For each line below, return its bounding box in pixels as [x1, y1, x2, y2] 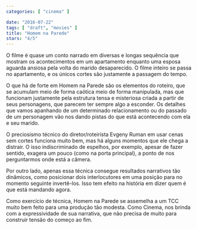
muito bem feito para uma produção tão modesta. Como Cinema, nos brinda [6, 204, 191, 211]
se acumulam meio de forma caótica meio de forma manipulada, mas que [6, 88, 184, 95]
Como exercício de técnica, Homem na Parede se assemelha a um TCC [6, 198, 179, 205]
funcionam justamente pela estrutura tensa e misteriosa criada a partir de [6, 95, 184, 102]
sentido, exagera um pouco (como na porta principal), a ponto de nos [6, 150, 175, 157]
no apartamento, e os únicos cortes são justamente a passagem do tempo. [6, 71, 188, 78]
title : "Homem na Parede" [6, 30, 69, 36]
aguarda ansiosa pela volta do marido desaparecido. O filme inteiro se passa [6, 64, 192, 71]
